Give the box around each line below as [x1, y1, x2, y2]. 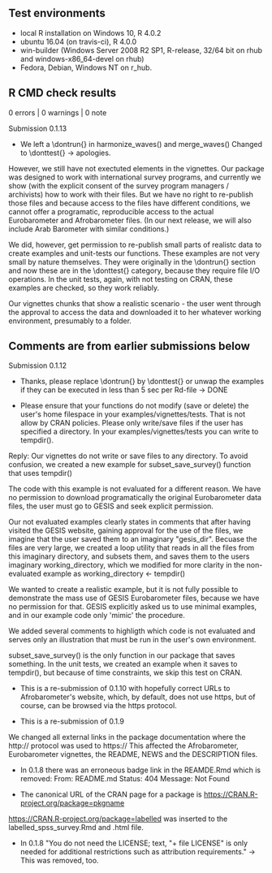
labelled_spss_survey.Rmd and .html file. [8, 823, 145, 832]
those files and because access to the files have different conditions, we [8, 198, 251, 208]
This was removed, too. [19, 856, 99, 866]
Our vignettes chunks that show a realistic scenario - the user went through [8, 298, 261, 308]
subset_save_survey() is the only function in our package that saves [8, 650, 235, 660]
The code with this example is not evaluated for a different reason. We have [8, 484, 261, 494]
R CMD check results [8, 86, 117, 100]
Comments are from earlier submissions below [8, 339, 250, 353]
